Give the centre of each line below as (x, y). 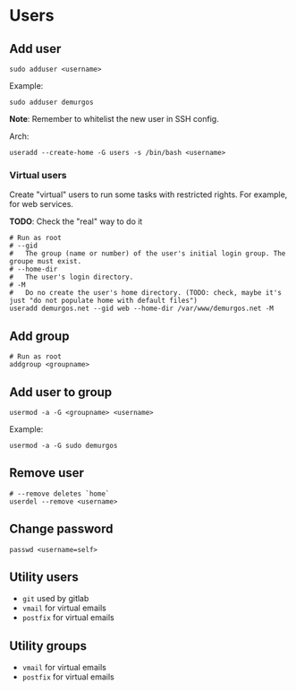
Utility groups (48, 646)
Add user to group (61, 392)
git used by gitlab (55, 599)
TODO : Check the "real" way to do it (76, 221)
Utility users (44, 577)
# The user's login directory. (72, 277)
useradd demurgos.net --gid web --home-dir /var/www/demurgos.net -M (142, 309)
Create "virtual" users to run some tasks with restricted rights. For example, (148, 194)
